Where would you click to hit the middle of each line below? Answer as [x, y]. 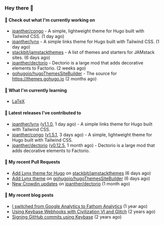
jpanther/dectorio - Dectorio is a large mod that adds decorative [78, 63]
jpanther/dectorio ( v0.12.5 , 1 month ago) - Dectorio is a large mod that [83, 145]
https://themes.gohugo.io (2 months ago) [54, 79]
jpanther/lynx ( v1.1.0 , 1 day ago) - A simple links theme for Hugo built [82, 124]
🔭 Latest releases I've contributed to [43, 112]
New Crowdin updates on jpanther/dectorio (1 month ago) [71, 183]
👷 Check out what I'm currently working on [50, 20]
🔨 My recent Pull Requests [32, 162]
